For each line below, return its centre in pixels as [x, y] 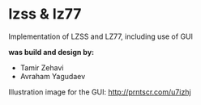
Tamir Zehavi [42, 67]
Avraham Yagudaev [53, 76]
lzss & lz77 [45, 14]
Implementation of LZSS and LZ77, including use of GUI [100, 36]
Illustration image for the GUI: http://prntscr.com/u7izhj [100, 92]
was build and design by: [51, 52]
